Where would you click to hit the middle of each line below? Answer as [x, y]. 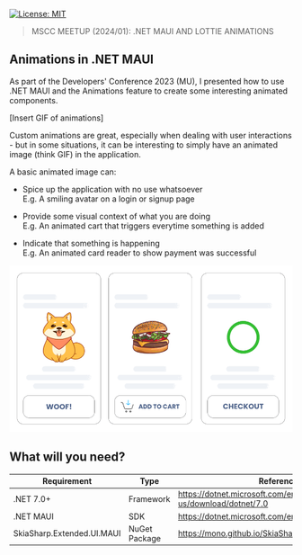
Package [145, 538]
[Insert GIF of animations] [57, 118]
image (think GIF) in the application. [75, 154]
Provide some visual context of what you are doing [116, 216]
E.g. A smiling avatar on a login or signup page [108, 199]
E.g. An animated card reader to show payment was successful [139, 253]
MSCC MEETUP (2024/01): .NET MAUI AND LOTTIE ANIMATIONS [152, 31]
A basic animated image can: [63, 172]
